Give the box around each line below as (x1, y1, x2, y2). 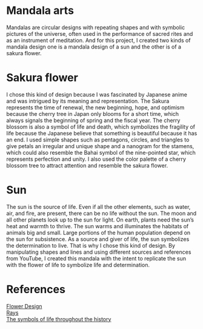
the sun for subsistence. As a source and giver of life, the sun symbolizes (6, 235, 190, 243)
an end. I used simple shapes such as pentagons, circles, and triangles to (6, 136, 190, 143)
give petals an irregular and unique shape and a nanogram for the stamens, (6, 142, 195, 149)
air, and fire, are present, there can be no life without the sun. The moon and (6, 209, 197, 217)
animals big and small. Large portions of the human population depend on (6, 229, 191, 236)
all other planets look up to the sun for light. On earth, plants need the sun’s (6, 216, 194, 223)
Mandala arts (6, 4, 75, 18)
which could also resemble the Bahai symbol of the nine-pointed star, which (6, 149, 196, 156)
